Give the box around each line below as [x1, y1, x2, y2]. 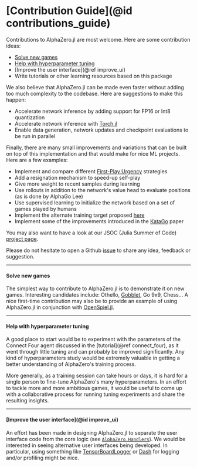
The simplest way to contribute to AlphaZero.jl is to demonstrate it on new [6, 285, 185, 292]
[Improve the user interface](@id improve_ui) [6, 416, 119, 423]
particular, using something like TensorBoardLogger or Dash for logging [6, 448, 179, 455]
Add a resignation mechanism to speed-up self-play [14, 174, 141, 181]
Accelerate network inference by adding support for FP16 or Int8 [14, 107, 171, 115]
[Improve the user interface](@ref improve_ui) [14, 66, 126, 73]
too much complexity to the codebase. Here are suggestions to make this [6, 90, 184, 97]
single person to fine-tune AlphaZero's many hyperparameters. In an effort [6, 378, 186, 385]
